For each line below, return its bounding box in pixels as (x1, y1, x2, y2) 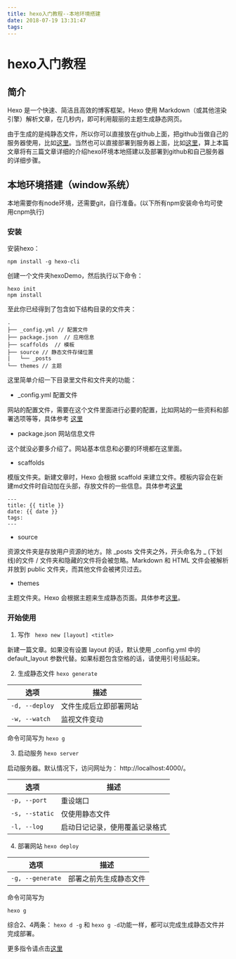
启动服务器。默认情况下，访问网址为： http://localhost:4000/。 (7, 763, 190, 772)
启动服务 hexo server (17, 748, 79, 757)
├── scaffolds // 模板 (7, 341, 75, 349)
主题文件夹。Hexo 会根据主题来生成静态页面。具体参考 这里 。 (7, 594, 184, 602)
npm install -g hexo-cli (7, 258, 80, 265)
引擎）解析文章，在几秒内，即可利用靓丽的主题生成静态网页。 (7, 115, 186, 123)
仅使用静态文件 (60, 809, 111, 819)
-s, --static (11, 809, 55, 817)
